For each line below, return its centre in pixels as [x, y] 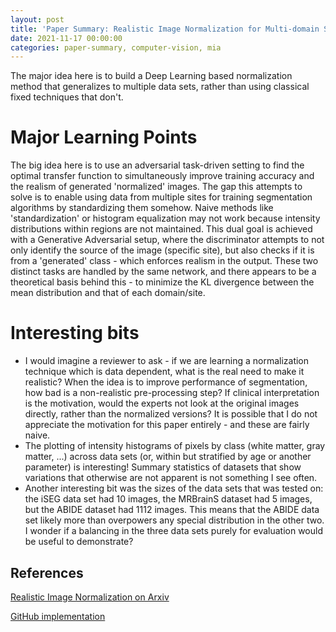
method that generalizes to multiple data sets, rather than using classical [160, 87]
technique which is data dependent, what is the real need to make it [164, 372]
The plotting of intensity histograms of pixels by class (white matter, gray [175, 446]
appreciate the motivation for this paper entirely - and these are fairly [167, 425]
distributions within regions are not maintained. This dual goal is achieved [161, 229]
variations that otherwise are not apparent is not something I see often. [171, 478]
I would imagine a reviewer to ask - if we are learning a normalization [167, 361]
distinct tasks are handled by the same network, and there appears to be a [163, 272]
